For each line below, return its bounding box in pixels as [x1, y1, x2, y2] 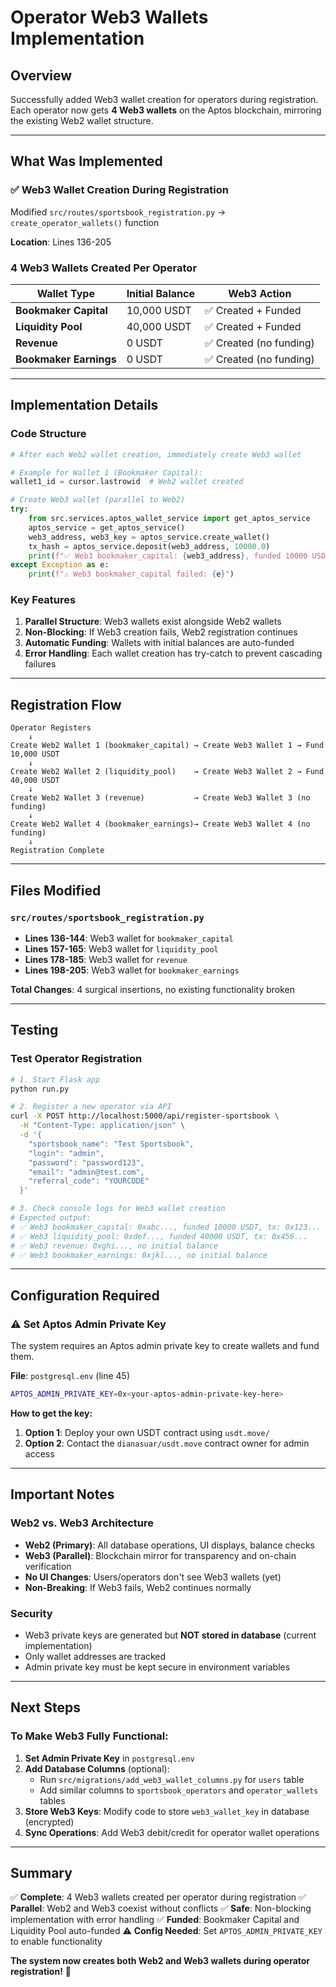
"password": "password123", [28, 1157, 145, 1168]
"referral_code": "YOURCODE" [28, 1176, 150, 1186]
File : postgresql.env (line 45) [10, 1370, 131, 1382]
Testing [10, 1022, 59, 1039]
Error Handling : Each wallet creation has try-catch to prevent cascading [24, 647, 323, 660]
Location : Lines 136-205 [10, 236, 112, 248]
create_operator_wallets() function [10, 216, 160, 228]
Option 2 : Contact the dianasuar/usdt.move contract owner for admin [24, 1437, 310, 1449]
